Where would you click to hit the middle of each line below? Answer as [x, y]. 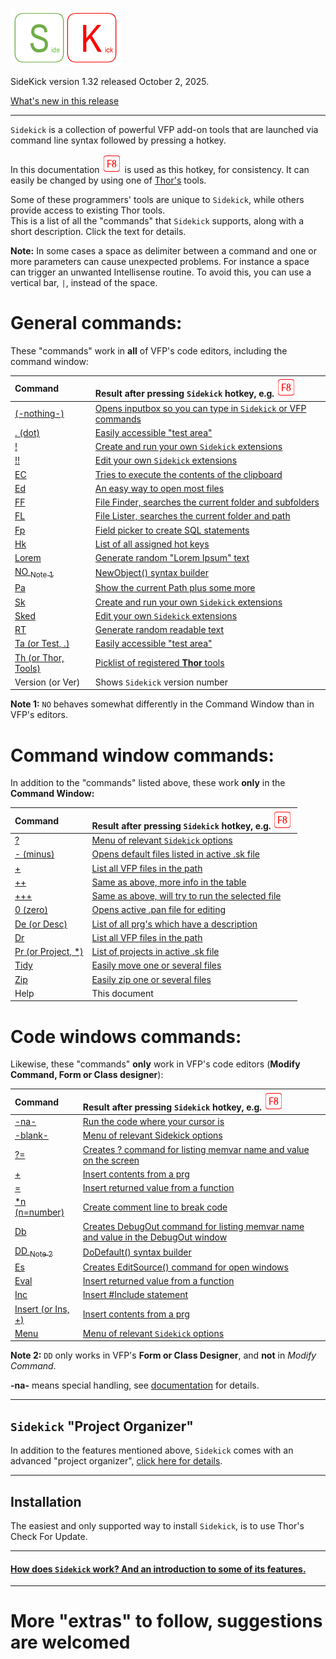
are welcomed [70, 1642]
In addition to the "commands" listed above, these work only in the [148, 783]
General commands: [96, 323]
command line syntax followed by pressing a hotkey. [118, 140]
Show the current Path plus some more [175, 588]
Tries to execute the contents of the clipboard [188, 474]
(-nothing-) [39, 414]
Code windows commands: [126, 1036]
